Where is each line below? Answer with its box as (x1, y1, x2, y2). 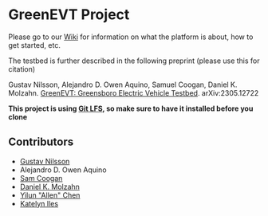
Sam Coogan (19, 173, 63, 183)
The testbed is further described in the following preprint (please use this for (8, 56, 261, 65)
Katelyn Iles (19, 198, 58, 208)
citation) (8, 64, 36, 73)
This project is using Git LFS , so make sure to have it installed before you (8, 104, 254, 113)
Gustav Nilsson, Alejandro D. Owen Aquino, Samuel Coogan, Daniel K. (8, 80, 238, 89)
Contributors (8, 135, 74, 149)
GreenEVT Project (8, 6, 130, 24)
